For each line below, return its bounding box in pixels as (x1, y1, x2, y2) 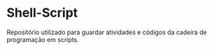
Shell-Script (6, 5, 78, 21)
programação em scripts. (6, 35, 80, 43)
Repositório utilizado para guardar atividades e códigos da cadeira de (6, 28, 207, 36)
